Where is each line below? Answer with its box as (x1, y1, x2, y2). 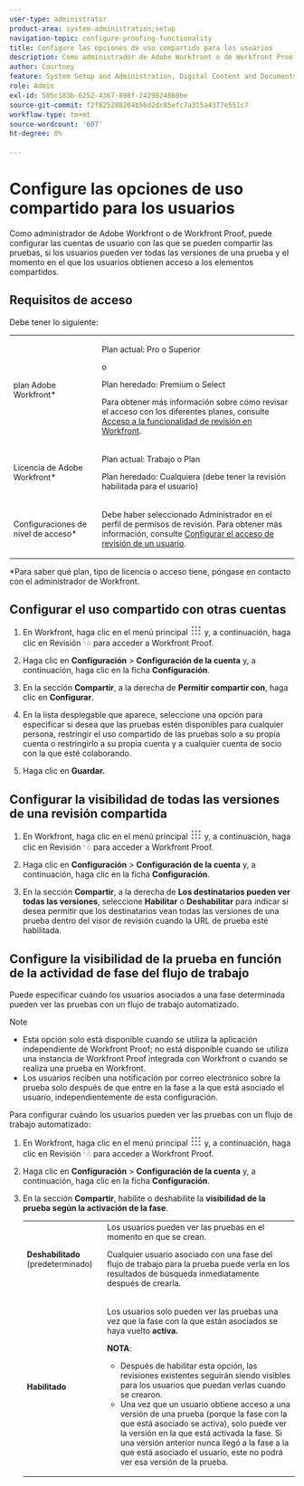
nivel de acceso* (13, 529, 77, 538)
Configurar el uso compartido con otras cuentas (9, 602, 287, 617)
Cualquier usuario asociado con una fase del (107, 1249, 273, 1260)
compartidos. (9, 266, 60, 277)
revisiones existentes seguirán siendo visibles (120, 1369, 291, 1380)
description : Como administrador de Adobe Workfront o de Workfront (9, 52, 273, 62)
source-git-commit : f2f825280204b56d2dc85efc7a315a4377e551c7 (9, 100, 249, 110)
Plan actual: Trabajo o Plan (101, 453, 201, 464)
